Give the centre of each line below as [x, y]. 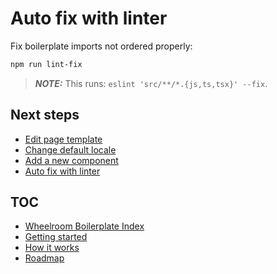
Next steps [45, 115]
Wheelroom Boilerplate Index [84, 226]
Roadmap [44, 258]
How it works [52, 248]
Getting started [56, 237]
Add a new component [71, 160]
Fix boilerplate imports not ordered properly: [101, 46]
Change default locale [70, 149]
